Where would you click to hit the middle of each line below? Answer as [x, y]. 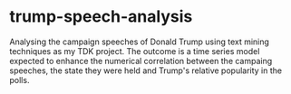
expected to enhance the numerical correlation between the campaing [141, 61]
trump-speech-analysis [101, 17]
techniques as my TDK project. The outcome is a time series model [135, 51]
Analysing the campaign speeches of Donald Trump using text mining [140, 42]
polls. [19, 80]
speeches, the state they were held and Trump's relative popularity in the [146, 70]
